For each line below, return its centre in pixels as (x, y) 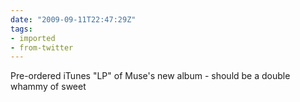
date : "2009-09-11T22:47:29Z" (73, 19)
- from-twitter (42, 47)
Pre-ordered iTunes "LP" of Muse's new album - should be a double (150, 76)
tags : (21, 29)
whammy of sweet (48, 87)
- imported (33, 38)
